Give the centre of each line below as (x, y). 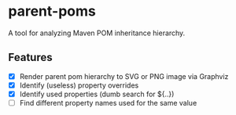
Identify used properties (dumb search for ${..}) (97, 94)
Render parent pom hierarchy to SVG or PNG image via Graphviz (124, 76)
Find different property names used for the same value (108, 102)
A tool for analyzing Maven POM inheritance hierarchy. (97, 33)
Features (30, 57)
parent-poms (52, 11)
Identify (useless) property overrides (79, 85)
